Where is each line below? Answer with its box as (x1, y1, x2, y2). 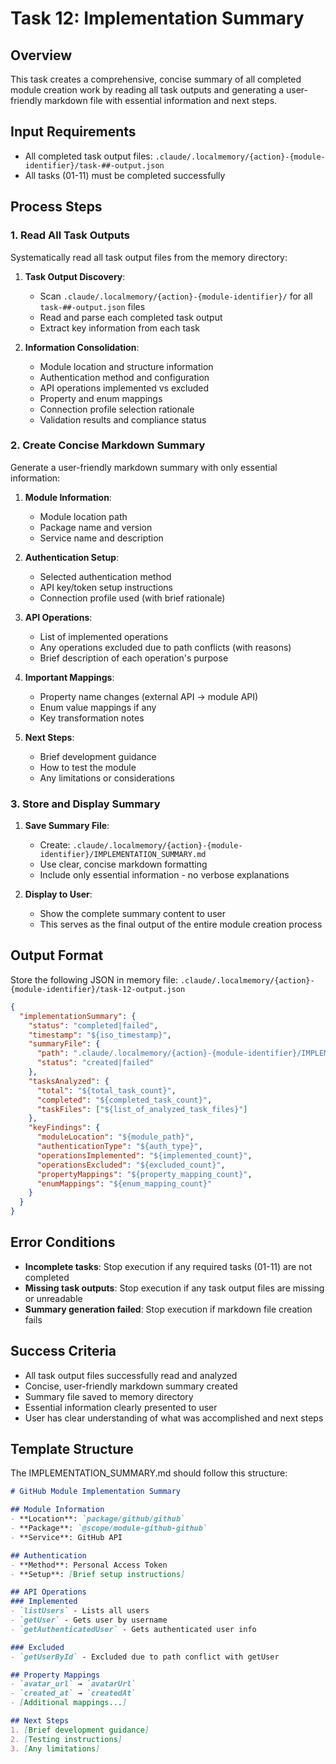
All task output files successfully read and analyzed (24, 1369, 238, 1381)
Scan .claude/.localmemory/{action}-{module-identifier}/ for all (39, 290, 313, 302)
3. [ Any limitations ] (10, 1743, 101, 1754)
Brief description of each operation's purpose (39, 652, 229, 664)
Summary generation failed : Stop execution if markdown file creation (24, 1303, 313, 1315)
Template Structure (10, 1441, 134, 1458)
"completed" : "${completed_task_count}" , (36, 1095, 213, 1105)
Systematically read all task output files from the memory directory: (10, 251, 288, 263)
